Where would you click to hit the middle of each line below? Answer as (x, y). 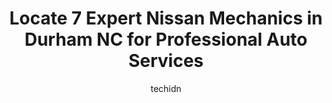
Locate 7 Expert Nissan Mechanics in (166, 18)
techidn (166, 88)
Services (166, 61)
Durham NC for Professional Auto (166, 39)
